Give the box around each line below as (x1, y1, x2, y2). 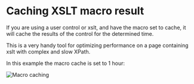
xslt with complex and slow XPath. (6, 48, 91, 55)
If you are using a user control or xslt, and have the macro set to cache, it (6, 24, 186, 31)
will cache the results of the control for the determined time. (6, 30, 154, 37)
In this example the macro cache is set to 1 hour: (6, 60, 125, 67)
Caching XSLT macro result (6, 4, 144, 18)
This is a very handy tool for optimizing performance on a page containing (6, 42, 189, 49)
